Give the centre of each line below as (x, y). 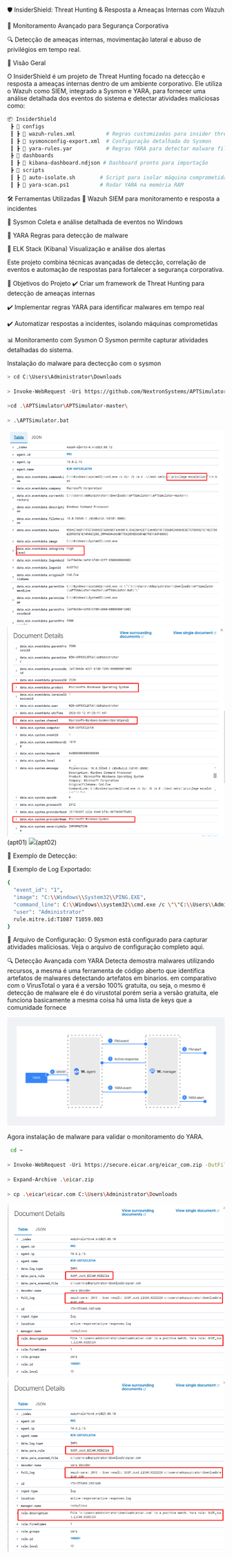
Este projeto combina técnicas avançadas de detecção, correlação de (107, 262)
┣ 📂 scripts (27, 170)
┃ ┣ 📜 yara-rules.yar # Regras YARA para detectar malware (112, 148)
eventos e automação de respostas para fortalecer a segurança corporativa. (116, 269)
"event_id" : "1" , (38, 890)
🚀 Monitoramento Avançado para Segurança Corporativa (88, 26)
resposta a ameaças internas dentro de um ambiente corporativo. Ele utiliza (115, 84)
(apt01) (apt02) (32, 842)
